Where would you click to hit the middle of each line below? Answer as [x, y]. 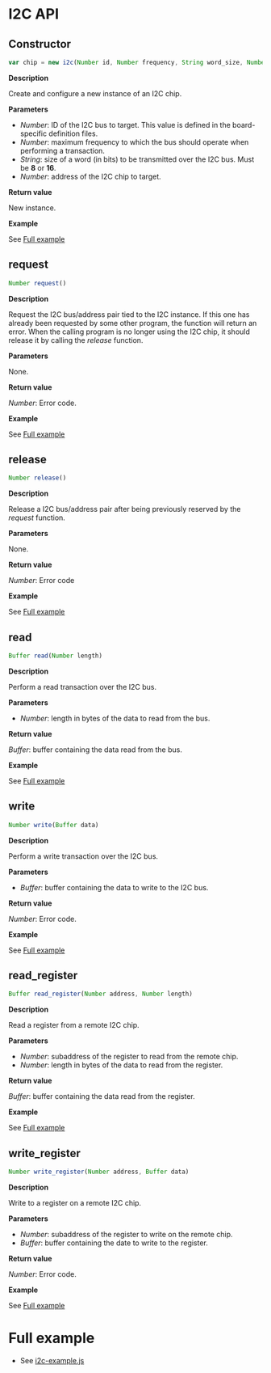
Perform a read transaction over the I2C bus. [83, 686]
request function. [37, 518]
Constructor [40, 44]
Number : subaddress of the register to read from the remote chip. [129, 1057]
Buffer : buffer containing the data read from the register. [102, 1096]
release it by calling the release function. [76, 340]
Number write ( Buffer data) [54, 825]
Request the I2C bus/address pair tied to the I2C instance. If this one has [129, 314]
